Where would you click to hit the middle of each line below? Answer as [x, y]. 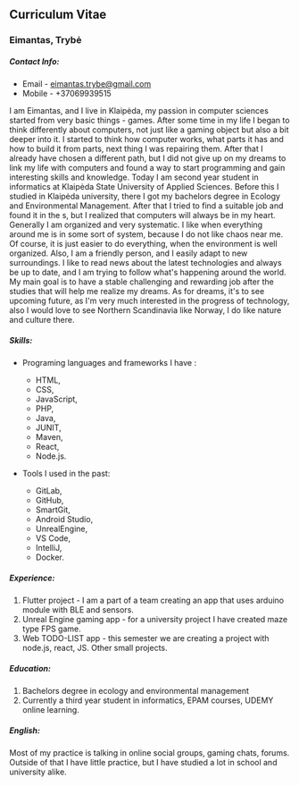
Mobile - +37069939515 [66, 94]
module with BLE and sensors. [78, 610]
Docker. [50, 557]
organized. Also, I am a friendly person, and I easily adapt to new [129, 253]
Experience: [32, 578]
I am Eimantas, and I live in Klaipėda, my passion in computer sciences [139, 111]
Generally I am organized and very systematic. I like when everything [136, 225]
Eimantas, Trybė [46, 40]
